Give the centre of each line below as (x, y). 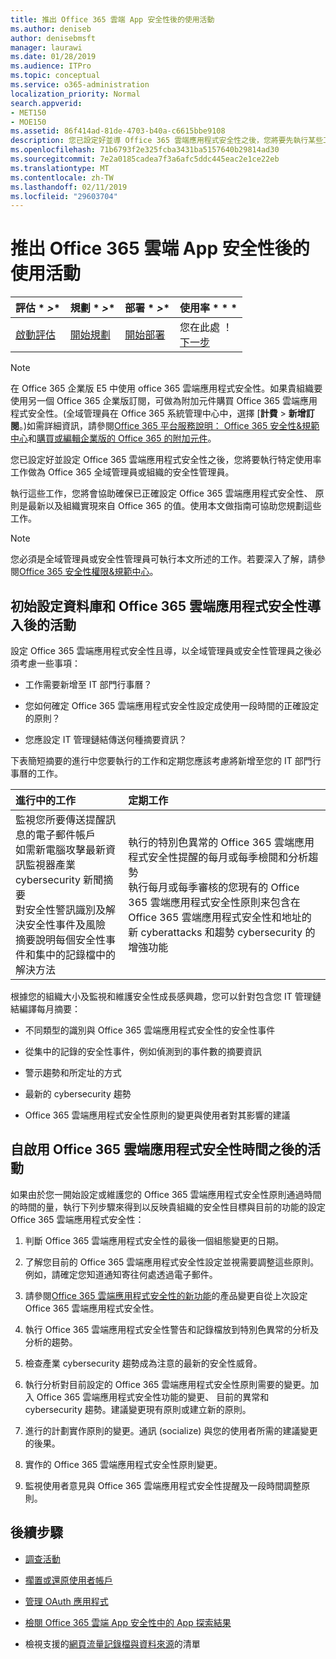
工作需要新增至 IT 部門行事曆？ (88, 684)
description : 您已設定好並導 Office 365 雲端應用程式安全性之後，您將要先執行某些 (167, 141)
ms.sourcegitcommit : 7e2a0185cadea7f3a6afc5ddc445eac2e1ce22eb (145, 159)
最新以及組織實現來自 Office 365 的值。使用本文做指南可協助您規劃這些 (174, 506)
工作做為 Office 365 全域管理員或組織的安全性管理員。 (122, 472)
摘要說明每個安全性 (61, 939)
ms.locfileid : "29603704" (64, 196)
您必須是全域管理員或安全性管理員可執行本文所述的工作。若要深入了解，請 (163, 559)
